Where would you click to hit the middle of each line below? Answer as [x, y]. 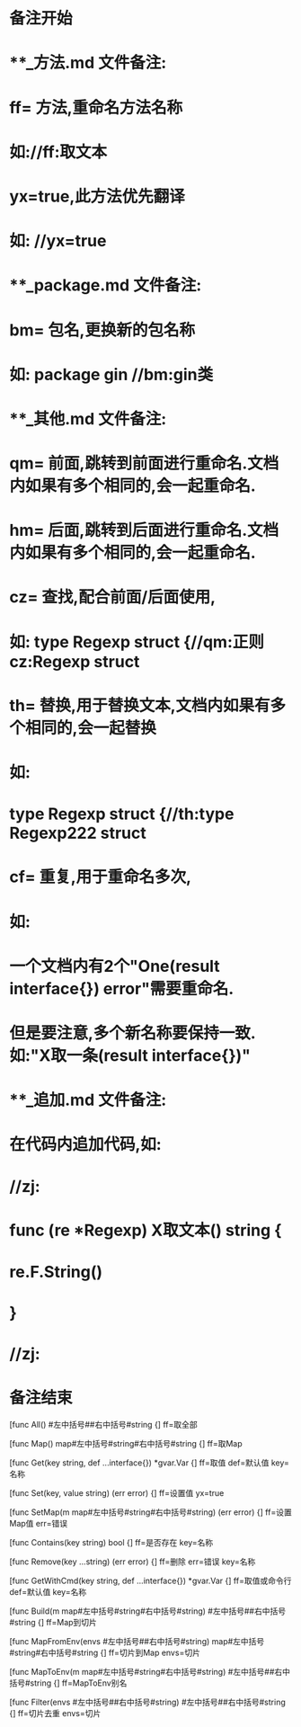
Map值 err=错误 [39, 1524]
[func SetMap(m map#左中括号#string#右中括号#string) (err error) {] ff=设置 [150, 1512]
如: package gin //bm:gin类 [111, 374]
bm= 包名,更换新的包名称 [102, 330]
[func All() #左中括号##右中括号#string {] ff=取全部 [103, 1425]
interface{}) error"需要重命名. [122, 988]
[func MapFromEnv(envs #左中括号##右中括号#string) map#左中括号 [137, 1642]
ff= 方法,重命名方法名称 [96, 107]
